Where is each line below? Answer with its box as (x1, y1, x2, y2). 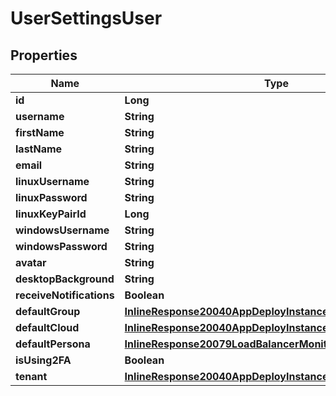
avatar (15, 256, 47, 269)
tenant (15, 370, 48, 383)
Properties (10, 47, 78, 64)
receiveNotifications (15, 288, 115, 302)
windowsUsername (15, 223, 110, 237)
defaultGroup (15, 305, 81, 318)
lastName (15, 142, 63, 156)
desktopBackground (15, 272, 115, 286)
